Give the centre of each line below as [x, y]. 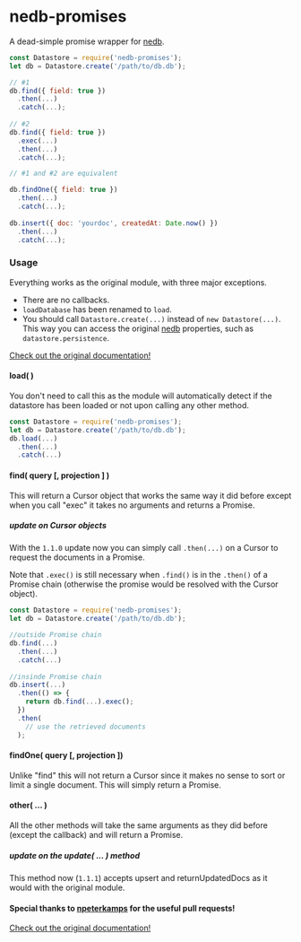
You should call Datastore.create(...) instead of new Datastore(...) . [151, 318]
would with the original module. [67, 887]
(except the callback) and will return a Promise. [96, 835]
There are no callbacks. [66, 300]
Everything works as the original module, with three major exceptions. [138, 282]
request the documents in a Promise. [77, 557]
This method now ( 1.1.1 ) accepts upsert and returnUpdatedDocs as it [138, 877]
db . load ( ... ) [34, 438]
